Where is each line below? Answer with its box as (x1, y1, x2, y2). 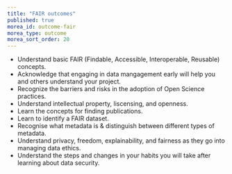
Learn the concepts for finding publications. (17, 107, 143, 116)
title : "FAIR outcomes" (7, 10, 76, 17)
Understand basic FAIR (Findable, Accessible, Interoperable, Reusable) (17, 55, 220, 63)
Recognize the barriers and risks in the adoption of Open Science (17, 85, 205, 93)
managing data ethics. (17, 144, 81, 152)
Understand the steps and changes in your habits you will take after (17, 151, 211, 160)
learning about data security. (17, 159, 100, 167)
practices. (17, 92, 47, 101)
